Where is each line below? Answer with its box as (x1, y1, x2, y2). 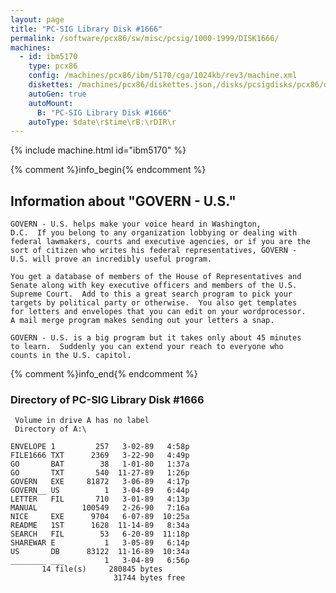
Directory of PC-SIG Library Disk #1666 (10, 392, 205, 406)
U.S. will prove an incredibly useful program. (10, 254, 213, 265)
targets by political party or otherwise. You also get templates (10, 298, 298, 308)
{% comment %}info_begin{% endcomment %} (10, 164, 207, 176)
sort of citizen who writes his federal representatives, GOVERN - (10, 246, 298, 256)
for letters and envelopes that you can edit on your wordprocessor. (10, 307, 307, 317)
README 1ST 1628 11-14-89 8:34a (10, 521, 190, 531)
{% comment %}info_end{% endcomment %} (10, 368, 198, 380)
